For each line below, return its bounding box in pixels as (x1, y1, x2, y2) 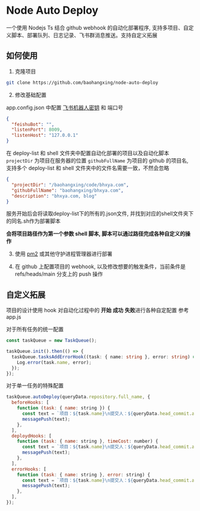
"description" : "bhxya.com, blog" (11, 193, 97, 199)
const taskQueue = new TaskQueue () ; (6, 338, 97, 344)
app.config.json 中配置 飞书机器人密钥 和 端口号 (6, 104, 124, 111)
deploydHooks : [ (11, 433, 52, 439)
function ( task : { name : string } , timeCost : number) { (17, 438, 159, 445)
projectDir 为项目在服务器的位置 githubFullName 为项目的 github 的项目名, (6, 157, 189, 164)
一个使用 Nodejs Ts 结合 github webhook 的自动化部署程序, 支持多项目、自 (6, 24, 189, 31)
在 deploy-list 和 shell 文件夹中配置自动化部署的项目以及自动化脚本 (6, 150, 170, 156)
